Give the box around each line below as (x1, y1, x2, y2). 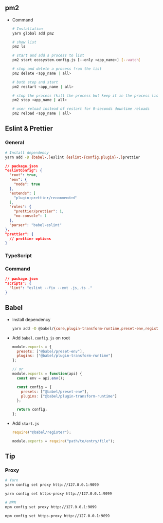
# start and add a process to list (12, 53, 85, 58)
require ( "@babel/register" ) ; (12, 430, 72, 435)
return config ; (17, 407, 48, 412)
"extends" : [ (9, 190, 36, 196)
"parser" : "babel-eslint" (9, 222, 62, 228)
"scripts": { (5, 281, 32, 286)
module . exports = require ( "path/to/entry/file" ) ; (12, 439, 115, 443)
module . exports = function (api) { (12, 371, 82, 377)
